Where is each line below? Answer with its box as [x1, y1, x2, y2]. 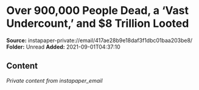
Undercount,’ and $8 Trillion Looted [6, 16, 189, 30]
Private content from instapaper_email [6, 77, 103, 84]
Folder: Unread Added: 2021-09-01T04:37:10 [6, 43, 120, 50]
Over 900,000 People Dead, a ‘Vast [6, 4, 189, 18]
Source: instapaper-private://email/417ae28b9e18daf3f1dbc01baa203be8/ [6, 36, 193, 44]
